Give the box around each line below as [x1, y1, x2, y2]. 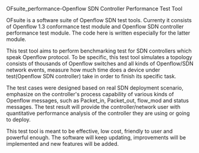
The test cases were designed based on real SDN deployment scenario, [6, 84, 184, 91]
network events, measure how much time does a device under [6, 66, 161, 74]
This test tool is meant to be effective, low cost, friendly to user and [6, 128, 173, 134]
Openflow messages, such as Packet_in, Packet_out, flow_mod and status [6, 97, 189, 104]
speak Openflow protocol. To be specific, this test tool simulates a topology [6, 54, 193, 60]
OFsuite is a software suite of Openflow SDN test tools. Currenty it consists [6, 17, 192, 23]
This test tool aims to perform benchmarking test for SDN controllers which [6, 47, 192, 54]
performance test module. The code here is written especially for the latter [6, 29, 191, 36]
